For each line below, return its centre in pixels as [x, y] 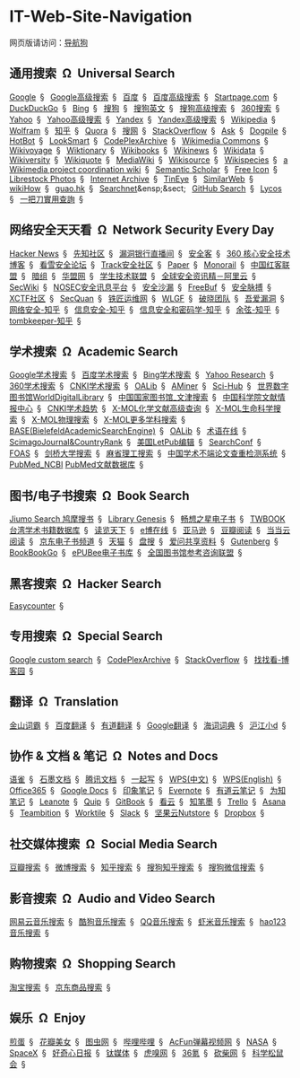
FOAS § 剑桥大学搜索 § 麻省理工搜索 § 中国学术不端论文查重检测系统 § [148, 453]
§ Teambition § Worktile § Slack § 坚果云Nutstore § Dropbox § [137, 813]
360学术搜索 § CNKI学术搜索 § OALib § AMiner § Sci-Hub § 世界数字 [149, 386]
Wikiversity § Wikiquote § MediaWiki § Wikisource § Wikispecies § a [149, 160]
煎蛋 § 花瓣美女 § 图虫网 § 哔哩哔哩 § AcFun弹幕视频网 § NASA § [143, 1041]
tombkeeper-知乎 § [46, 320]
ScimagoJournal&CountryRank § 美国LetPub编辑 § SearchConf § [135, 443]
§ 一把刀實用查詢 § [46, 198]
